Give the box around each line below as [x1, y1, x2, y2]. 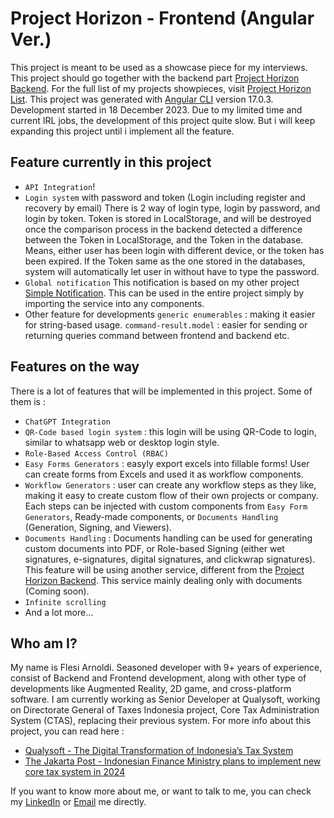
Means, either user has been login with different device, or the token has [24, 244, 325, 256]
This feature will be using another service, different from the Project [24, 563, 305, 576]
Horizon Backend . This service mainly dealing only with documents [24, 574, 303, 586]
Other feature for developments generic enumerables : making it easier [24, 308, 316, 320]
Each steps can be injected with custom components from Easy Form [24, 500, 308, 512]
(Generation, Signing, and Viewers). [24, 521, 172, 533]
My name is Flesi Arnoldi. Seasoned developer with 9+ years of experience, [10, 662, 323, 674]
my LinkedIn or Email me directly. [10, 796, 147, 808]
